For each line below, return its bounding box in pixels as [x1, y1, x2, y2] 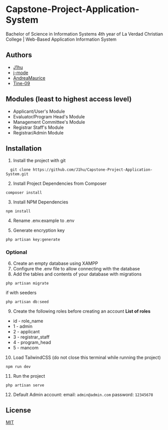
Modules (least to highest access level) [6, 95, 132, 104]
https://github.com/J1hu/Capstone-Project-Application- [32, 167, 153, 172]
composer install [6, 190, 42, 195]
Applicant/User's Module [13, 108, 65, 114]
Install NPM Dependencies [13, 199, 69, 205]
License [6, 406, 31, 415]
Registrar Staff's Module [13, 124, 64, 130]
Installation [6, 144, 42, 153]
